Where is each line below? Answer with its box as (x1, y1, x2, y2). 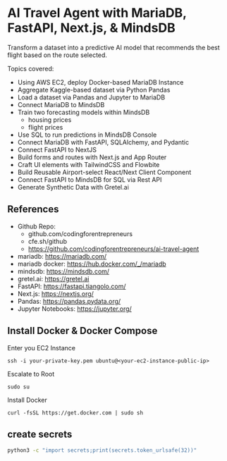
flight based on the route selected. (7, 51, 108, 59)
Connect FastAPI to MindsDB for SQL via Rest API (17, 175, 162, 184)
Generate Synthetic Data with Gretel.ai (17, 183, 129, 191)
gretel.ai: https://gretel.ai (17, 274, 90, 283)
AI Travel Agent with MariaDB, (7, 5, 187, 21)
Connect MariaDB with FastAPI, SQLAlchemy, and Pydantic (17, 137, 189, 146)
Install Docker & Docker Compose (7, 325, 158, 337)
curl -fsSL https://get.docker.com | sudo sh (7, 409, 143, 417)
